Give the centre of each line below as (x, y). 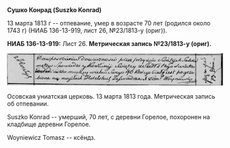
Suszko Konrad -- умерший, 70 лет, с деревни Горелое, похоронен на (108, 116)
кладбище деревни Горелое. (49, 124)
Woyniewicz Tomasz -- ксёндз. (51, 137)
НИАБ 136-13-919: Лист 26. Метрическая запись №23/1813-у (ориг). (110, 44)
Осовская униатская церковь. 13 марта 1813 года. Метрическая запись (111, 96)
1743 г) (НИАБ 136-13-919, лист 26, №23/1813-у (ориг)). (87, 30)
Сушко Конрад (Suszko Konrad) (54, 10)
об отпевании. (28, 103)
